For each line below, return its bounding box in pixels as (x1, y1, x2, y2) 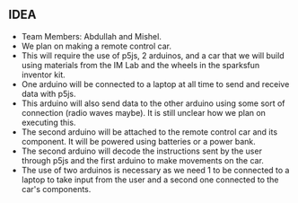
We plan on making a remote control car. (21, 40, 172, 51)
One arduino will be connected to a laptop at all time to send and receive (21, 78, 290, 89)
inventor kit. (21, 69, 66, 80)
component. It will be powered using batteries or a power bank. (21, 136, 257, 146)
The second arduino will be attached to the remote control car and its (21, 126, 278, 137)
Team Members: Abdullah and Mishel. (21, 31, 162, 41)
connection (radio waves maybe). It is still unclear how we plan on (21, 107, 267, 118)
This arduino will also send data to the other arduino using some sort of (21, 98, 285, 109)
